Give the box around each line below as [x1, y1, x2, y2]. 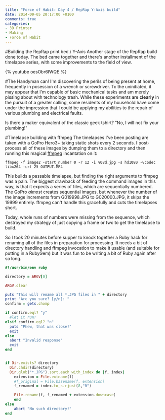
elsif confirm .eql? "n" [5, 319, 54, 324]
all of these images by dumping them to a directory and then [22, 145, 146, 151]
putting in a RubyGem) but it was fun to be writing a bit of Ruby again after [5, 250, 157, 256]
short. [5, 205, 17, 210]
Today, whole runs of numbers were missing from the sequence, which [5, 214, 150, 220]
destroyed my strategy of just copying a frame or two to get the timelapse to [5, 219, 161, 225]
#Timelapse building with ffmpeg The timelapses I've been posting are [5, 135, 149, 140]
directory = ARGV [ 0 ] [5, 274, 48, 279]
